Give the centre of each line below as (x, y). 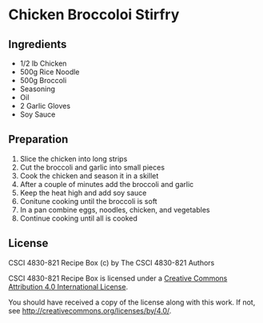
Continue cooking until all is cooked (79, 218)
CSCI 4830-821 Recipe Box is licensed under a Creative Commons (118, 278)
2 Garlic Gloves (45, 106)
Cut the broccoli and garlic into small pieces (92, 167)
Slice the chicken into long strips (74, 158)
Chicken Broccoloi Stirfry (94, 15)
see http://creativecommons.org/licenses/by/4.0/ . (90, 310)
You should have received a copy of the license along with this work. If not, (132, 302)
